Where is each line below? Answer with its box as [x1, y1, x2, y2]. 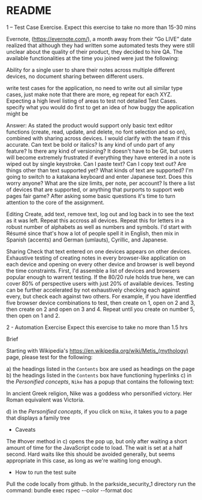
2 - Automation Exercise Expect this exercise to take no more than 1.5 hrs [6, 324, 188, 331]
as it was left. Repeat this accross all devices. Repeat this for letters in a [6, 217, 185, 224]
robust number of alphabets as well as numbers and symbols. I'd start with [6, 223, 192, 230]
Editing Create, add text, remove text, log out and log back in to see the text [6, 210, 194, 217]
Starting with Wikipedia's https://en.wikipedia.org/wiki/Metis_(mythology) [6, 347, 189, 354]
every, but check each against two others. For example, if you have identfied [6, 292, 197, 300]
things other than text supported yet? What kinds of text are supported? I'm [6, 167, 194, 174]
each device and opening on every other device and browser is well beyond [6, 260, 195, 268]
